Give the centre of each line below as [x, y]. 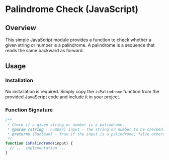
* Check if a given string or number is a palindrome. [66, 125]
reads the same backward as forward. [45, 50]
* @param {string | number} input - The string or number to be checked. [86, 129]
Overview [21, 28]
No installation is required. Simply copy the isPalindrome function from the [82, 91]
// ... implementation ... [38, 148]
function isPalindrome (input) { [39, 143]
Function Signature [29, 110]
